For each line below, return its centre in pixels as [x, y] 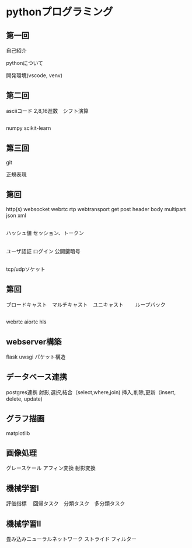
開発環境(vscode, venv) [34, 75]
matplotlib [18, 433]
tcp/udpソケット [26, 269]
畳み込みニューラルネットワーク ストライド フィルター [71, 539]
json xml [16, 215]
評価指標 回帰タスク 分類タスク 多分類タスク [66, 504]
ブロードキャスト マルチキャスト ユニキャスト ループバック [86, 304]
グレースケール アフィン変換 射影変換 [51, 468]
